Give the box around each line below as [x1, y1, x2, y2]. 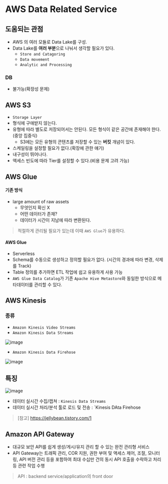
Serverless [12, 251, 35, 257]
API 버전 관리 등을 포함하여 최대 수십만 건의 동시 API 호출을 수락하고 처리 [19, 456, 161, 462]
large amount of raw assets [12, 198, 69, 204]
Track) [18, 263, 32, 269]
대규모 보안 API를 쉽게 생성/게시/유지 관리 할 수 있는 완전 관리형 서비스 [12, 444, 150, 450]
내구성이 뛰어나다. [12, 151, 48, 157]
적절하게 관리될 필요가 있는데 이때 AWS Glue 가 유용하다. [17, 227, 125, 233]
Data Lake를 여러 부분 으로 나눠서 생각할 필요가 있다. [12, 45, 115, 51]
